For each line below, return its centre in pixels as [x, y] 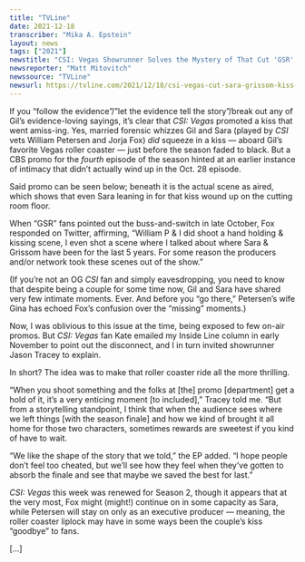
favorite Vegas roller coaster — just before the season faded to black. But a [150, 150]
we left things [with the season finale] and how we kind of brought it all [142, 419]
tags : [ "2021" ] [38, 52]
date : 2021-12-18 [42, 26]
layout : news [34, 43]
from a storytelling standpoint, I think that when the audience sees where [146, 409]
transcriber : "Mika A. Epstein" [70, 34]
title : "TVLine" [40, 18]
